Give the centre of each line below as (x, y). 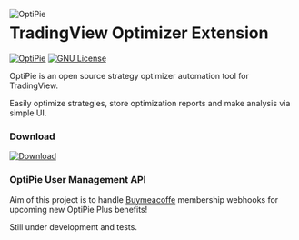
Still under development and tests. (74, 226)
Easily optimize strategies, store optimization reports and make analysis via (150, 103)
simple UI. (28, 113)
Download (33, 136)
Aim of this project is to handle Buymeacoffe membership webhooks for (144, 199)
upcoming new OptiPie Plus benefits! (79, 209)
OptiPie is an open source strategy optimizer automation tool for (130, 75)
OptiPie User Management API (78, 180)
